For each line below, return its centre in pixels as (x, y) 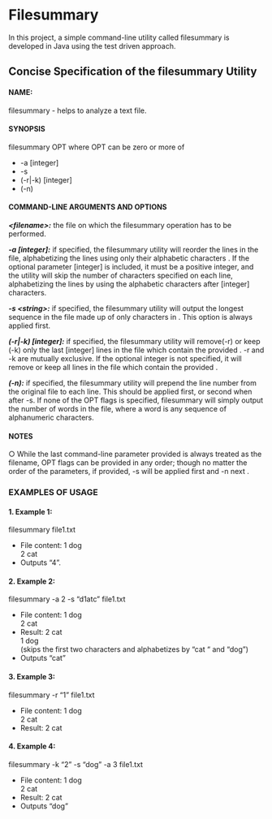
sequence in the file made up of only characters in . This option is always (131, 317)
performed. (27, 234)
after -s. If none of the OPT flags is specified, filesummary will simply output (136, 400)
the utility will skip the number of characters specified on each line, (121, 275)
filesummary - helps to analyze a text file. (78, 110)
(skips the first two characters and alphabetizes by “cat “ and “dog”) (134, 649)
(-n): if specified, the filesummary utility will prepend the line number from (133, 382)
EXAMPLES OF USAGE (54, 493)
